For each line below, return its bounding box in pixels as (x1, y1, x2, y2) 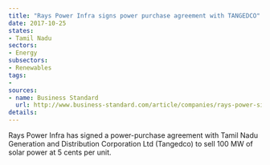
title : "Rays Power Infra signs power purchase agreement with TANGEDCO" (8, 11, 261, 20)
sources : (8, 86, 38, 95)
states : (8, 26, 35, 34)
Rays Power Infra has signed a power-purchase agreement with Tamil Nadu (8, 131, 259, 140)
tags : (8, 71, 27, 79)
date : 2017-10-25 (8, 19, 67, 27)
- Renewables (8, 64, 52, 72)
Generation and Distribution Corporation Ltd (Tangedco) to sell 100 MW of (8, 139, 253, 148)
